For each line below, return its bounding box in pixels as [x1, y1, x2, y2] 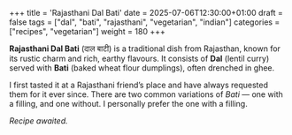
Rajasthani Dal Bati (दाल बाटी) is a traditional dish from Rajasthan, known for [9, 43, 281, 54]
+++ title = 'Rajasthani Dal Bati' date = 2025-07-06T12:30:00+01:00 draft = [9, 8, 283, 18]
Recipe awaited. [9, 116, 68, 126]
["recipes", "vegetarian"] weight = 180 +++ [9, 26, 165, 36]
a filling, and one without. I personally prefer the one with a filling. [9, 99, 248, 109]
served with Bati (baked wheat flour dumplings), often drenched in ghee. [9, 63, 275, 73]
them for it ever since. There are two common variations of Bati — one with [9, 89, 283, 100]
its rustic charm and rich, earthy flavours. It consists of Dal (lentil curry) [9, 53, 270, 64]
